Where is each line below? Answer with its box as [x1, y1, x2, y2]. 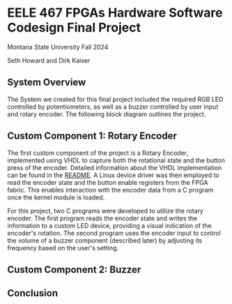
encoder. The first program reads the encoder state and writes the [7, 214, 198, 222]
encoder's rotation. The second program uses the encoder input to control [7, 229, 221, 237]
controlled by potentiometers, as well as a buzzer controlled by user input [7, 102, 219, 111]
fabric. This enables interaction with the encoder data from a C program [7, 185, 214, 194]
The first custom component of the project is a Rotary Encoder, [7, 149, 189, 157]
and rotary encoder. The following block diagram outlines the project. [7, 109, 206, 118]
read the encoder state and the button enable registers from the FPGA [7, 178, 208, 186]
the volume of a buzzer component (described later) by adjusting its [7, 236, 203, 245]
